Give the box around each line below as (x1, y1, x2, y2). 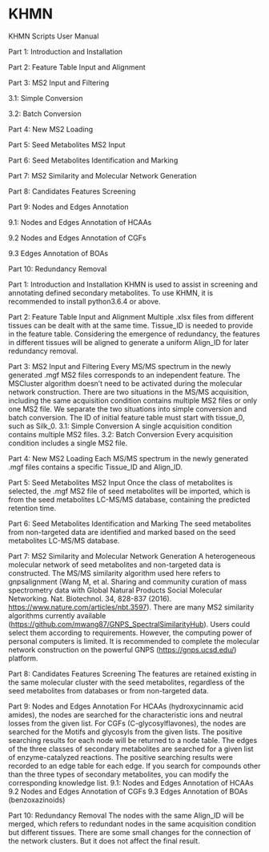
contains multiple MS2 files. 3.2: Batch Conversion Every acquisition (8, 429, 234, 439)
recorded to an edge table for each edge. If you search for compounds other (8, 761, 261, 770)
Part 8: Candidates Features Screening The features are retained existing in (8, 669, 257, 678)
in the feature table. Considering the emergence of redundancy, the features (8, 329, 260, 339)
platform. (8, 653, 38, 663)
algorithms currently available (8, 610, 106, 621)
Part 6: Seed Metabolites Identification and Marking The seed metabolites (8, 518, 251, 528)
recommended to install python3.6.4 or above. (8, 296, 161, 306)
